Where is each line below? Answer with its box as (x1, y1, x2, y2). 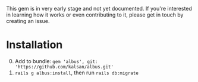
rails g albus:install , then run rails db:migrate (14, 69, 139, 76)
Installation (6, 38, 63, 52)
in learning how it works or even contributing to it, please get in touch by (6, 11, 184, 18)
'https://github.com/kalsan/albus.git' (14, 64, 114, 70)
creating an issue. (6, 18, 50, 24)
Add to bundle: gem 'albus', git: (14, 57, 98, 64)
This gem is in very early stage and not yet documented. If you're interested (6, 5, 192, 12)
